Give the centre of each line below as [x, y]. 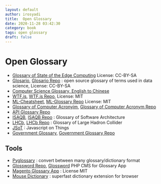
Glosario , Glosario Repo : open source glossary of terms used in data [82, 80]
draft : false [18, 37]
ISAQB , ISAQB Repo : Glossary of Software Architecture [69, 117]
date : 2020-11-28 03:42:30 [33, 23]
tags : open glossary [26, 33]
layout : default [22, 10]
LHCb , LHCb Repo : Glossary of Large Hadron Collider [67, 122]
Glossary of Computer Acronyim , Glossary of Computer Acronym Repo [84, 107]
